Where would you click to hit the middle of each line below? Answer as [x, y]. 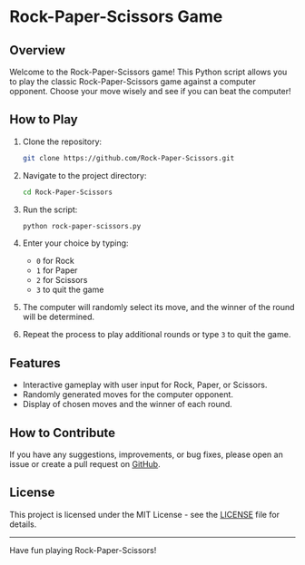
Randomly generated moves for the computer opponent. [128, 395]
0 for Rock [55, 261]
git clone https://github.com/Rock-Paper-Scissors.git [128, 158]
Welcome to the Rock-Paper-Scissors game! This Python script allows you [148, 72]
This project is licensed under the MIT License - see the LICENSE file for [144, 514]
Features [35, 363]
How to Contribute [63, 433]
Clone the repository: [62, 141]
